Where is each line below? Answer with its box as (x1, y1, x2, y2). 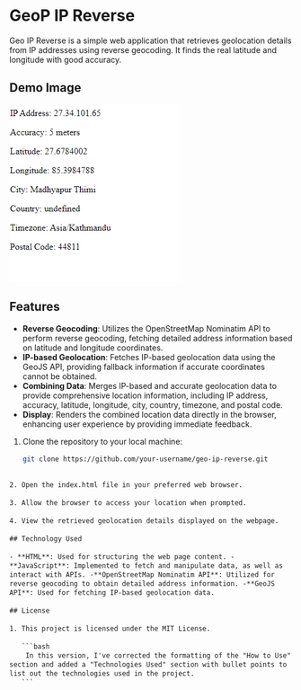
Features (9, 299, 60, 314)
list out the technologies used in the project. (9, 669, 195, 678)
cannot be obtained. (22, 370, 97, 382)
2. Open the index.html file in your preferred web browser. (9, 481, 243, 490)
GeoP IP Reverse (9, 5, 136, 26)
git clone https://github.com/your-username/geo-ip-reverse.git (22, 455, 269, 464)
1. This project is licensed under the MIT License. (9, 624, 211, 633)
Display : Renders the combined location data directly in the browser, (22, 409, 277, 420)
